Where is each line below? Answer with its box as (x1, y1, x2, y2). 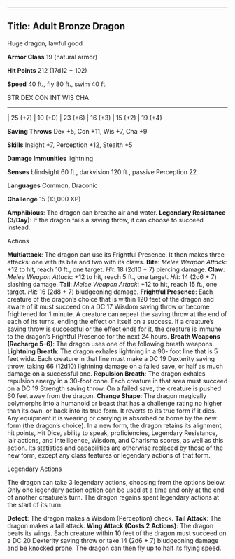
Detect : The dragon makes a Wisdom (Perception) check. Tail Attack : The (7, 514, 222, 522)
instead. (7, 223, 31, 232)
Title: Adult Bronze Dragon (7, 20, 126, 32)
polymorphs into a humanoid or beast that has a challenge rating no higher (7, 399, 222, 407)
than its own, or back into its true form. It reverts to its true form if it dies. (7, 406, 217, 415)
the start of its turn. (7, 500, 63, 509)
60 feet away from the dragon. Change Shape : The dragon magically (7, 391, 207, 399)
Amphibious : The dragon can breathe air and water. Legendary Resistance (7, 208, 226, 217)
